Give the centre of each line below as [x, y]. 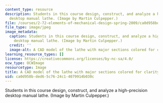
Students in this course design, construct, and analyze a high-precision [76, 90]
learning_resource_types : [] [34, 54]
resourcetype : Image [26, 68]
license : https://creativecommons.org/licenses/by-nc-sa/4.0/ [69, 59]
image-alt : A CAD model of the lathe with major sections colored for [82, 50]
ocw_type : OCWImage [25, 63]
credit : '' [20, 45]
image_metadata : [21, 32]
